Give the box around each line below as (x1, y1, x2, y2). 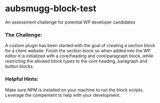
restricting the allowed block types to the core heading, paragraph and (5, 58, 148, 64)
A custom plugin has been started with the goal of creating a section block (5, 43, 156, 49)
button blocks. (5, 63, 34, 69)
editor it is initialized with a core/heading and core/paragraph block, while (5, 53, 154, 59)
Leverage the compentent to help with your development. (5, 92, 121, 98)
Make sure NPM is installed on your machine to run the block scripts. (5, 87, 144, 93)
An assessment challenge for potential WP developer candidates (5, 19, 136, 25)
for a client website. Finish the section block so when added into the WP (5, 48, 151, 54)
